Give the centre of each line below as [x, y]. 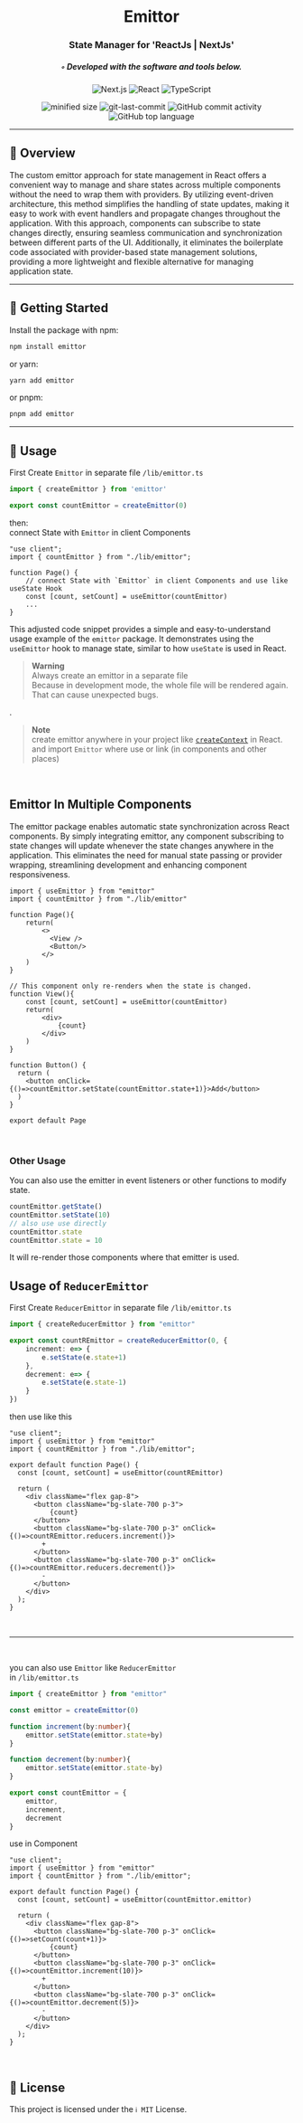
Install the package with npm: [64, 330]
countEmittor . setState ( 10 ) [60, 1215]
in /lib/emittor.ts [44, 1678]
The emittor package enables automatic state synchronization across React [150, 826]
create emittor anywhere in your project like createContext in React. [157, 739]
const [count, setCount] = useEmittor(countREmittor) [120, 1473]
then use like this [41, 1417]
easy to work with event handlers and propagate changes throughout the [145, 213]
